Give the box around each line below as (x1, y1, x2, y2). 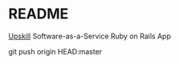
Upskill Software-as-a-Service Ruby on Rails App (8, 31, 171, 41)
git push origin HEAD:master (8, 46, 103, 56)
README (8, 5, 69, 23)
